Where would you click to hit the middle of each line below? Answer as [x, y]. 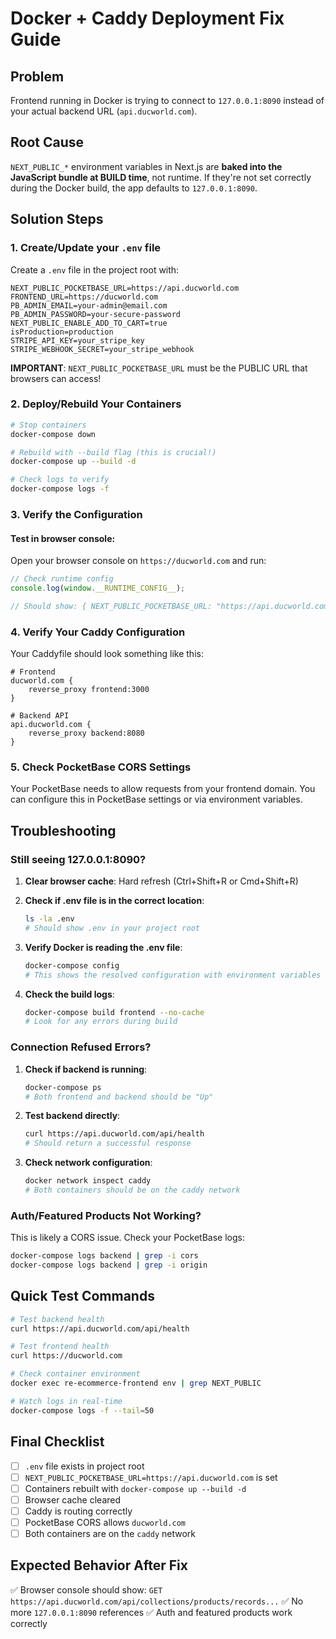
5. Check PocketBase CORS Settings [101, 767]
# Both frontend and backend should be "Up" [119, 1097]
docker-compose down [53, 434]
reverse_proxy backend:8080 [86, 733]
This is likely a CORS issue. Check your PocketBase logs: [128, 1238]
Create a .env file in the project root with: [95, 269]
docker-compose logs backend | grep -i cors [104, 1256]
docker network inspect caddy [88, 1181]
